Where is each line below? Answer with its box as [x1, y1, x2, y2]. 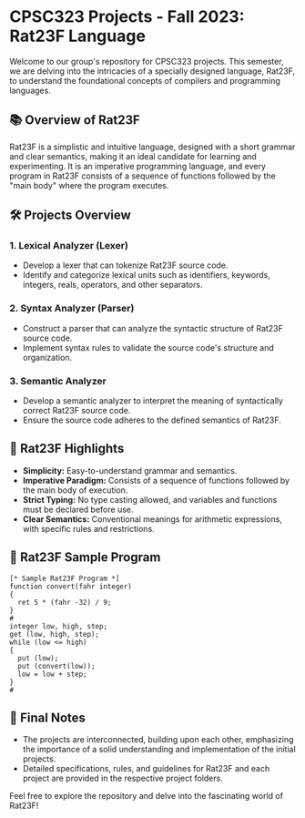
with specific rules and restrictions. [22, 523, 155, 534]
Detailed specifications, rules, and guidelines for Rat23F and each [22, 763, 270, 774]
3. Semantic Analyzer [9, 374, 107, 387]
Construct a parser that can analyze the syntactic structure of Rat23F [22, 322, 284, 333]
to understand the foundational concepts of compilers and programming [9, 75, 280, 86]
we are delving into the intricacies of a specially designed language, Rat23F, [9, 66, 296, 77]
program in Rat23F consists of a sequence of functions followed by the [9, 170, 276, 181]
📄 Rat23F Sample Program [9, 549, 161, 566]
